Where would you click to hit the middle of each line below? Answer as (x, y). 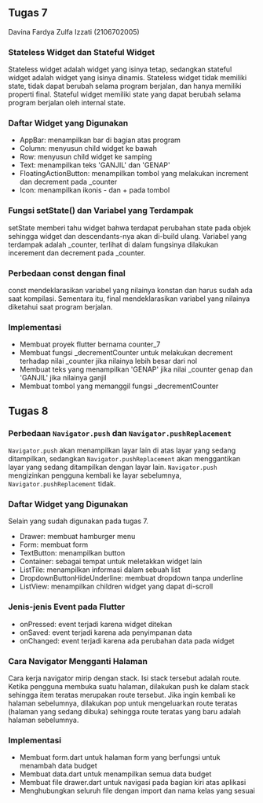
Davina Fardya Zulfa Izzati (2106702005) (74, 31)
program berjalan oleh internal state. (67, 103)
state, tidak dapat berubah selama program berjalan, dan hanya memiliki (125, 86)
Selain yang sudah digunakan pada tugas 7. (79, 521)
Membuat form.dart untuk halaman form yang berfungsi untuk (120, 757)
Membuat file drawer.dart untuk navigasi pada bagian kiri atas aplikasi (133, 783)
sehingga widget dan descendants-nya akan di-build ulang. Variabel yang (128, 236)
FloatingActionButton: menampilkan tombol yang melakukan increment (134, 174)
